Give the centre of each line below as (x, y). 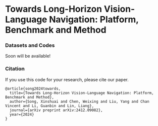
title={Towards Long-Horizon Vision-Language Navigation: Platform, (82, 93)
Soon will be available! (28, 56)
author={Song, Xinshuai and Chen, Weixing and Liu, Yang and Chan (79, 101)
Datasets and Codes (30, 45)
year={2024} (22, 114)
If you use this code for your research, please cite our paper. (67, 79)
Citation (15, 69)
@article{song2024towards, (33, 89)
